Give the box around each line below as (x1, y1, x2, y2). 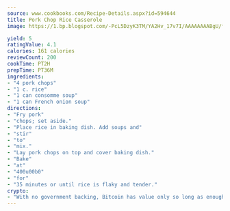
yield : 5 (7, 35, 32, 42)
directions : (7, 105, 41, 112)
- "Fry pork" (7, 111, 44, 118)
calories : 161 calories (7, 48, 75, 55)
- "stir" (7, 130, 32, 137)
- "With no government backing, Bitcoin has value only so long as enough (7, 194, 225, 201)
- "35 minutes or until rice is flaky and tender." (7, 181, 157, 188)
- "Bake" (7, 156, 32, 163)
